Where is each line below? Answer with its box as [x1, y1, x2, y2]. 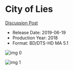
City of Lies [5, 3, 53, 15]
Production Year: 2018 [12, 35, 58, 41]
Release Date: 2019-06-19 [12, 29, 66, 35]
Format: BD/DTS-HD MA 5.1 [12, 40, 69, 46]
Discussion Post [5, 20, 38, 26]
